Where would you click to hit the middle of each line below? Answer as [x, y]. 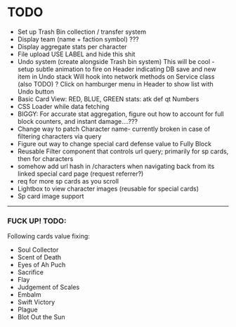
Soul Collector [38, 250]
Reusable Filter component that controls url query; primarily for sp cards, [123, 151]
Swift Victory [36, 302]
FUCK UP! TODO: [37, 221]
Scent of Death [39, 257]
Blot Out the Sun [41, 317]
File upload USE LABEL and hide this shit [76, 54]
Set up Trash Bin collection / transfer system [81, 32]
